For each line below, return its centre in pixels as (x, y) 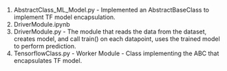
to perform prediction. (45, 46)
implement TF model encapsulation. (64, 17)
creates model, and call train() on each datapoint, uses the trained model (117, 39)
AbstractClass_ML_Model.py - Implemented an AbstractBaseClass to (111, 10)
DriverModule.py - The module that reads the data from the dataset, (110, 31)
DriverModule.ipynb (42, 24)
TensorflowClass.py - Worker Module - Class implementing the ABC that (116, 53)
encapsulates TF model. (48, 60)
